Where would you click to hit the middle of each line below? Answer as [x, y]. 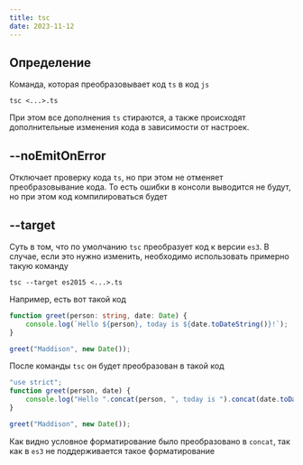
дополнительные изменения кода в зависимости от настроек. [129, 127]
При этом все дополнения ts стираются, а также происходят [128, 117]
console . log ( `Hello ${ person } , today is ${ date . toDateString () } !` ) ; [157, 324]
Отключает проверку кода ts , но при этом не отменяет [116, 178]
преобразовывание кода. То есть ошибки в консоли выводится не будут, [150, 187]
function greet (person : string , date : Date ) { [98, 316]
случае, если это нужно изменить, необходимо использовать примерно [150, 256]
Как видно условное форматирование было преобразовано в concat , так [150, 441]
